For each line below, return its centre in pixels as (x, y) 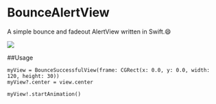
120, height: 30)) (33, 76)
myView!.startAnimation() (44, 94)
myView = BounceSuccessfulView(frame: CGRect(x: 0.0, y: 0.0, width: (109, 70)
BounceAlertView (58, 13)
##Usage (20, 57)
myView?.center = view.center (50, 82)
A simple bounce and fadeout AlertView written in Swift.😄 (89, 31)
